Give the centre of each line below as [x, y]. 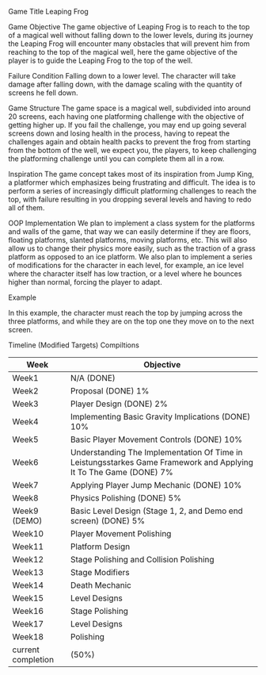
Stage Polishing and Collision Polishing [142, 560]
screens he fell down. [43, 93]
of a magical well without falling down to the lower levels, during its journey [131, 35]
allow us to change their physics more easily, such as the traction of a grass [132, 248]
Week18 [28, 637]
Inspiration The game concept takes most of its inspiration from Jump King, [131, 174]
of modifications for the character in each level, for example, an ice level [126, 265]
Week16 [28, 611]
